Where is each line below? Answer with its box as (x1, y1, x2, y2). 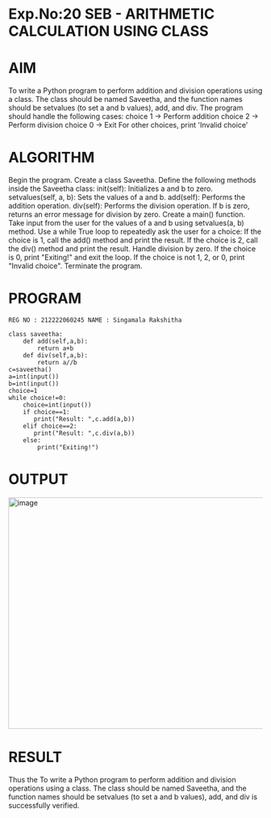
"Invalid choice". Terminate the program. (8, 261, 143, 271)
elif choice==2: (23, 422, 78, 430)
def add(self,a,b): (23, 337, 89, 345)
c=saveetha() (8, 365, 52, 373)
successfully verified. (8, 800, 80, 810)
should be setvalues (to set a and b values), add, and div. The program (8, 103, 244, 113)
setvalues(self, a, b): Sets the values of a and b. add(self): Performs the (8, 192, 246, 202)
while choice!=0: (8, 394, 67, 402)
